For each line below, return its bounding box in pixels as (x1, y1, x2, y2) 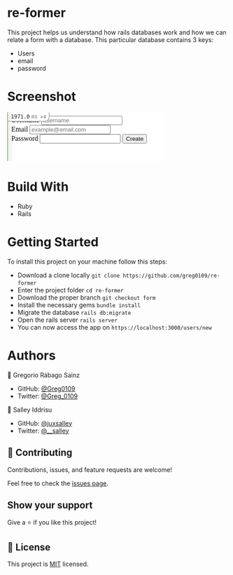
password (17, 64, 47, 72)
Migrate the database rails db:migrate (17, 308, 132, 316)
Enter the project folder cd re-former (17, 285, 124, 294)
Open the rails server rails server (17, 316, 118, 324)
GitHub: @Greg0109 (17, 384, 76, 393)
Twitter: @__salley (17, 426, 69, 435)
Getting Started (7, 234, 99, 250)
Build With (7, 179, 69, 195)
